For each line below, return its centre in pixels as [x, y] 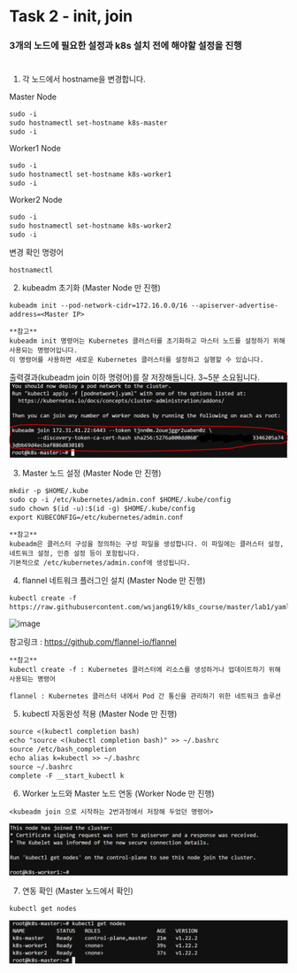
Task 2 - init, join [71, 16]
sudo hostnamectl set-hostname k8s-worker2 [91, 226]
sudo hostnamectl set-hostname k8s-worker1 [91, 174]
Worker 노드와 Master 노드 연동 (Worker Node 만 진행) [118, 793]
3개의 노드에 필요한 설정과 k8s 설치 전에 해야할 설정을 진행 [126, 46]
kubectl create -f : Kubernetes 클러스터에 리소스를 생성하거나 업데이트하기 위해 [145, 670]
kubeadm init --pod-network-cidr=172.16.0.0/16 [99, 306]
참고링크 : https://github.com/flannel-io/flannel [93, 642]
